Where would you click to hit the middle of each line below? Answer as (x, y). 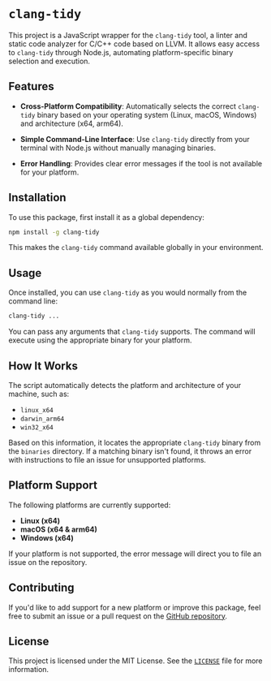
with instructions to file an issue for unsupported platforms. (108, 459)
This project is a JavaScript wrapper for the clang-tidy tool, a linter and (128, 35)
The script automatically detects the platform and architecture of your (125, 385)
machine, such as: (39, 394)
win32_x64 (37, 427)
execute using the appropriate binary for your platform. (100, 340)
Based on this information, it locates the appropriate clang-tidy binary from (135, 442)
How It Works (43, 366)
